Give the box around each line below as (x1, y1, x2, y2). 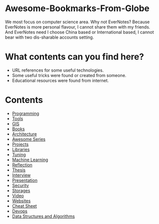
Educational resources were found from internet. (12, 77, 109, 83)
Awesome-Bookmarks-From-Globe (5, 3, 150, 14)
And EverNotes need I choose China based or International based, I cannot (5, 29, 154, 35)
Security (12, 182, 29, 188)
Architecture (12, 131, 37, 137)
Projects (12, 141, 29, 147)
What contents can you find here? (5, 51, 144, 62)
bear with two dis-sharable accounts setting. (5, 34, 94, 40)
